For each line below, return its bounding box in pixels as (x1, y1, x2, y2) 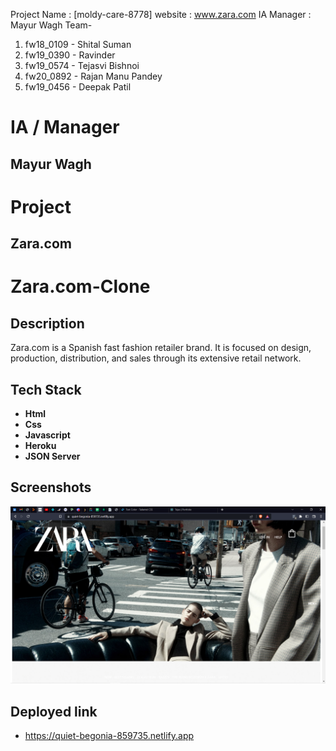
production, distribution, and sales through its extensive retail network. (10, 352, 302, 364)
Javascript (24, 429, 71, 441)
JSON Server (24, 450, 81, 462)
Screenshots (10, 479, 92, 496)
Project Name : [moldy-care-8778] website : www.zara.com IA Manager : (10, 9, 312, 20)
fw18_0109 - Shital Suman (24, 39, 132, 50)
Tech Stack (10, 381, 82, 398)
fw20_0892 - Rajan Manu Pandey (24, 70, 163, 82)
